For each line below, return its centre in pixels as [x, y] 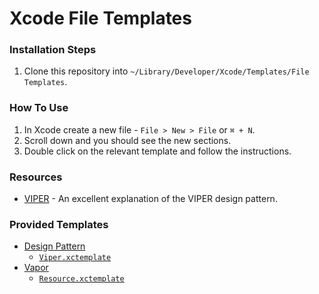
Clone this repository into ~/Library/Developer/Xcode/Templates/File [166, 71]
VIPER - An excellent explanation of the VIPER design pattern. [150, 199]
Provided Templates [59, 224]
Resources [36, 177]
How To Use [39, 108]
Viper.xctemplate [75, 258]
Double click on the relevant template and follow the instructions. [157, 151]
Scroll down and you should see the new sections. [127, 140]
